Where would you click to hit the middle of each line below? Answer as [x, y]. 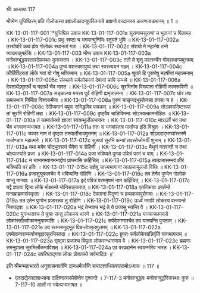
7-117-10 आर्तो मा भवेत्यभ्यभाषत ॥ [49, 285]
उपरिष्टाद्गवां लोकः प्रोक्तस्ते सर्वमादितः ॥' [76, 254]
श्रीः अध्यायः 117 [21, 9]
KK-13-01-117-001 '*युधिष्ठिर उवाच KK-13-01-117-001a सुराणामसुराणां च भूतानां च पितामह [99, 33]
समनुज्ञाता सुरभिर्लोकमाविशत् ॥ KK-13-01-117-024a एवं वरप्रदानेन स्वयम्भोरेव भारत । [89, 247]
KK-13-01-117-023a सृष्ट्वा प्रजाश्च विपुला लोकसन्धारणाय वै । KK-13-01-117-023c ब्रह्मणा [99, 241]
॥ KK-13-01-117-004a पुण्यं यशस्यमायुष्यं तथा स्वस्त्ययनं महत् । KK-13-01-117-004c [94, 66]
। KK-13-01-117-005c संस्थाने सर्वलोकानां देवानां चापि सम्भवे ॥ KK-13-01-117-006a [93, 80]
